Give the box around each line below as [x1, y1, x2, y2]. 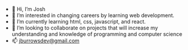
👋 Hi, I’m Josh [11, 6, 46, 12]
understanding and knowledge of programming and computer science [11, 31, 183, 38]
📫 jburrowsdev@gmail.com [11, 37, 80, 44]
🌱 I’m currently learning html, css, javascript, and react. [11, 18, 146, 25]
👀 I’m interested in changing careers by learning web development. [11, 12, 175, 19]
